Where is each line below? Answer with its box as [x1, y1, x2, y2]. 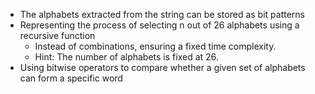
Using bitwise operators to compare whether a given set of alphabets [19, 62, 306, 73]
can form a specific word [19, 72, 123, 84]
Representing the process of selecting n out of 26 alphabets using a [19, 19, 300, 31]
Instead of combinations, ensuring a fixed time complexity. [34, 40, 277, 52]
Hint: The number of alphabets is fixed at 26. [34, 51, 219, 63]
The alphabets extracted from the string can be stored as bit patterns [19, 9, 305, 20]
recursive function [19, 30, 96, 41]
